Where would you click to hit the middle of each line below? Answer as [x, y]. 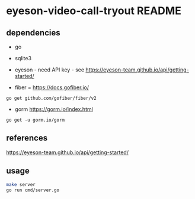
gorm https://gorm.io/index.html [54, 109]
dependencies [33, 33]
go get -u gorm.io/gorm [36, 120]
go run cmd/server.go [33, 190]
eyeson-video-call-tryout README [94, 11]
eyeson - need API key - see [49, 70]
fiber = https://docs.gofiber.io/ [52, 87]
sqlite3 [23, 58]
